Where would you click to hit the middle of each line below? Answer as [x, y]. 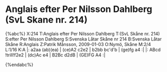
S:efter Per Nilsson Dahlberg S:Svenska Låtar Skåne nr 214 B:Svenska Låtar [83, 39]
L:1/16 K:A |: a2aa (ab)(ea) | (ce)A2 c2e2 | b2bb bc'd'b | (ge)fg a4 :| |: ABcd [83, 49]
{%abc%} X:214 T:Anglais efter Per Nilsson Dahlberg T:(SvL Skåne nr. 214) [82, 33]
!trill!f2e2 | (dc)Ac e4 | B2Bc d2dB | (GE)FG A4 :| [55, 55]
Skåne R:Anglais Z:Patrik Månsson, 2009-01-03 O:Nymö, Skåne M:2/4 [78, 44]
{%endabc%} [19, 64]
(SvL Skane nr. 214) [47, 20]
